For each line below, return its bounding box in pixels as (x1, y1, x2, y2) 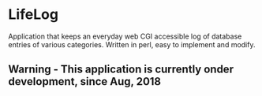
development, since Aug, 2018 (8, 75, 162, 88)
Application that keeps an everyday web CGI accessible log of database (8, 31, 242, 41)
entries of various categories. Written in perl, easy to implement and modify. (8, 39, 256, 49)
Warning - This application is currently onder (8, 63, 234, 76)
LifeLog (8, 6, 59, 24)
